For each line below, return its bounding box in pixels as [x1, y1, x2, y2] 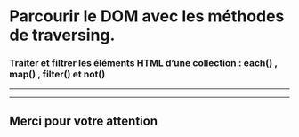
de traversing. [9, 25, 116, 45]
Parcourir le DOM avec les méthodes [9, 6, 285, 27]
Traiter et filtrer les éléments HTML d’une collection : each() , [9, 57, 278, 69]
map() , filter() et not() [9, 68, 106, 81]
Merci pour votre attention [9, 113, 158, 128]
